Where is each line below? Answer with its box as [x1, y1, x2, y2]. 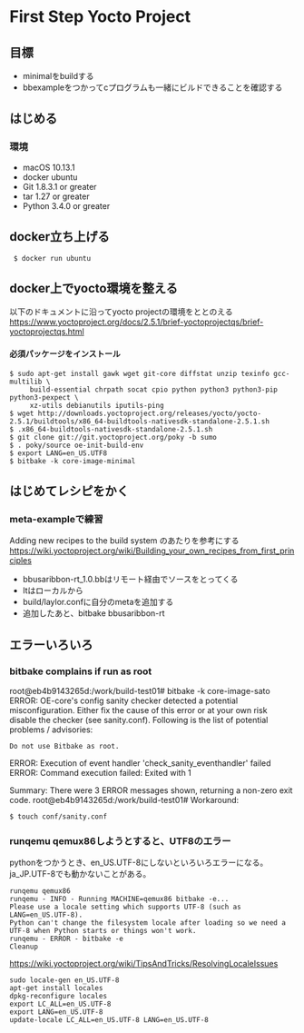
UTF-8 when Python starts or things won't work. [9, 927, 197, 936]
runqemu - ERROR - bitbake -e [9, 934, 124, 944]
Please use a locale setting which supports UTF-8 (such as [9, 902, 242, 912]
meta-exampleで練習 [9, 512, 103, 525]
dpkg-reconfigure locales [9, 992, 107, 1001]
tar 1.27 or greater [22, 191, 90, 202]
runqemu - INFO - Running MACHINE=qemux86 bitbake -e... [9, 895, 230, 904]
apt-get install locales [9, 984, 103, 993]
